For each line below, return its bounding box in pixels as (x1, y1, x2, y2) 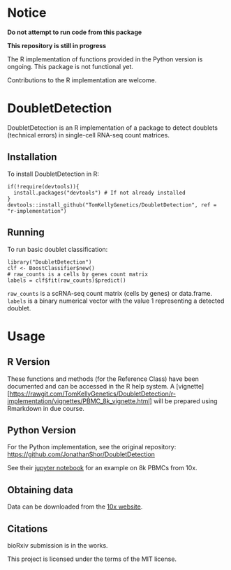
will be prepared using (153, 396, 218, 405)
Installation (7, 151, 57, 163)
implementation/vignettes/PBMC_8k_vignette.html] (7, 396, 152, 405)
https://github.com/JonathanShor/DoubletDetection (7, 450, 156, 458)
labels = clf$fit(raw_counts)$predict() (7, 277, 127, 284)
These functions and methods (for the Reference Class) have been (7, 375, 199, 383)
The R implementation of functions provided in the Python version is (7, 54, 203, 63)
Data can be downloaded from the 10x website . (7, 502, 143, 511)
